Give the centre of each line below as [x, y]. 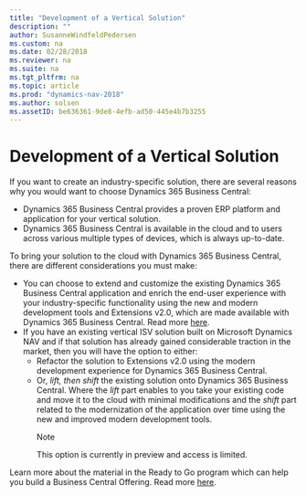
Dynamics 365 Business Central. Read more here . [116, 322]
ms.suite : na [34, 69]
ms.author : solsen [44, 103]
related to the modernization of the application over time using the [161, 410]
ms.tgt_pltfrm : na [44, 78]
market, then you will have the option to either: [110, 352]
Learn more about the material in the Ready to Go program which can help [149, 472]
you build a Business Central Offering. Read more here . [113, 482]
